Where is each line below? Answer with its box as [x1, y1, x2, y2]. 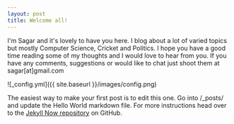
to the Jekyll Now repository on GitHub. [7, 108, 122, 117]
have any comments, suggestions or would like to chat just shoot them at [7, 58, 221, 67]
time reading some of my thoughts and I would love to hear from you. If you [7, 51, 227, 60]
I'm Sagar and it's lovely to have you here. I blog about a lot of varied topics [7, 36, 228, 44]
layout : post [7, 10, 46, 18]
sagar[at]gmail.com [7, 66, 64, 75]
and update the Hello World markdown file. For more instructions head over [7, 101, 227, 109]
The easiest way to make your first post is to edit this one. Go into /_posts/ [7, 93, 224, 102]
